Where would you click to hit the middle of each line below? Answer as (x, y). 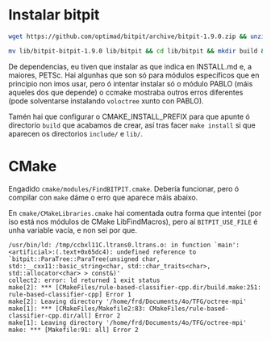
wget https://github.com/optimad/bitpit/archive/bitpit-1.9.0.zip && (128, 36)
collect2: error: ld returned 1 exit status (84, 280)
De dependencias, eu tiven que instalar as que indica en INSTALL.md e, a (130, 66)
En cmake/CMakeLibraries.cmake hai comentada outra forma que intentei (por (135, 213)
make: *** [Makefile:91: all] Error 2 (73, 330)
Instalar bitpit (54, 15)
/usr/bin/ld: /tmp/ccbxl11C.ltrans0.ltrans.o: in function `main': (124, 245)
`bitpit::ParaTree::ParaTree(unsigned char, (84, 259)
